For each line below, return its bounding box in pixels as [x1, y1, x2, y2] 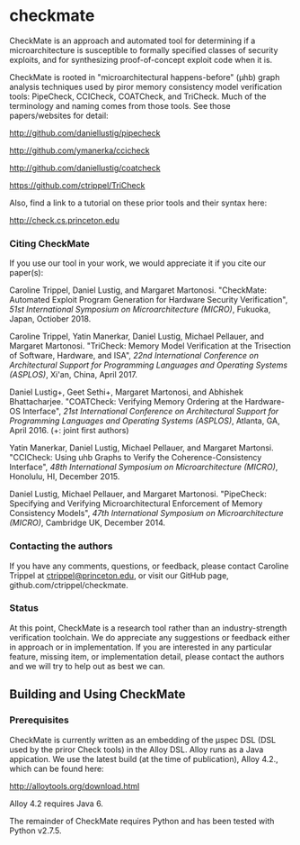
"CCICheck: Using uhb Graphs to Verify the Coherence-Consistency [9, 452, 262, 463]
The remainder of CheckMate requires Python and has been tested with [9, 815, 275, 826]
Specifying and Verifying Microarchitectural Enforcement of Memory [9, 498, 263, 509]
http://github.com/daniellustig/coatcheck [9, 162, 161, 173]
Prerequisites [9, 713, 69, 726]
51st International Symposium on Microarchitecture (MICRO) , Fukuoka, [9, 304, 271, 315]
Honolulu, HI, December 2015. [9, 471, 120, 482]
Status [9, 602, 39, 614]
